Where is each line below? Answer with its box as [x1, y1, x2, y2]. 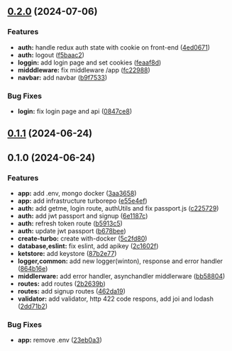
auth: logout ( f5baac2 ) [17, 50, 85, 59]
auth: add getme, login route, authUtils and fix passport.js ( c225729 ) [17, 204, 219, 213]
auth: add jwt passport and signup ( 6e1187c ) [17, 212, 148, 221]
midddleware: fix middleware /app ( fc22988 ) [17, 65, 150, 74]
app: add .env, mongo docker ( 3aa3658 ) [17, 189, 137, 198]
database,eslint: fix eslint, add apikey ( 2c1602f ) [17, 242, 159, 250]
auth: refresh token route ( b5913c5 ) [17, 219, 123, 228]
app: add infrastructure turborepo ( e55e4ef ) [17, 196, 148, 205]
